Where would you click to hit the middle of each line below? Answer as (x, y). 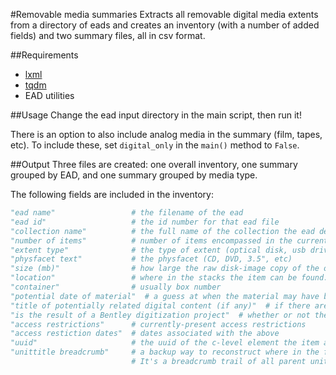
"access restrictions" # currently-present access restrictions (158, 324)
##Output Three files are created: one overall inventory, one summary (154, 164)
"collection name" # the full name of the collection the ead (162, 231)
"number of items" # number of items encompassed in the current (169, 240)
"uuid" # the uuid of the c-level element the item (165, 343)
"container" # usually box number (116, 287)
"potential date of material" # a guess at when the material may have (165, 296)
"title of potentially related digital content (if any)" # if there (160, 305)
